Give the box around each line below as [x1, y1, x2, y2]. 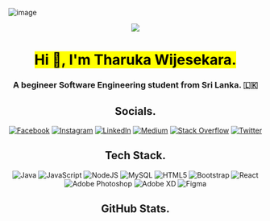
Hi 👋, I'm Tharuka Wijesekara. [34, 51, 237, 69]
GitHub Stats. [100, 202, 171, 216]
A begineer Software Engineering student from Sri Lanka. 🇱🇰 [13, 80, 258, 91]
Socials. [114, 104, 156, 118]
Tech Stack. [104, 149, 167, 162]
